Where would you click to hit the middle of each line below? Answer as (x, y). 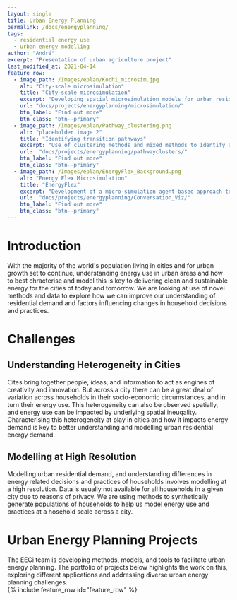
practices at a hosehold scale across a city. (70, 511)
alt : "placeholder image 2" (61, 132)
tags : (15, 34)
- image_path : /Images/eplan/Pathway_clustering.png (93, 125)
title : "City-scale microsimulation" (75, 93)
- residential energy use (52, 40)
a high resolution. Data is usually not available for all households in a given (115, 489)
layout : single (30, 14)
